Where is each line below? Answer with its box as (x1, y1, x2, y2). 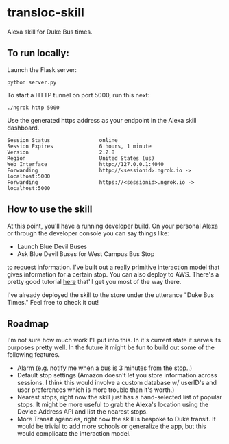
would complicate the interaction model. (16, 430, 131, 438)
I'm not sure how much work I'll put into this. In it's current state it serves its (7, 336, 221, 344)
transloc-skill (7, 5, 84, 21)
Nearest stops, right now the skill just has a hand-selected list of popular (16, 393, 222, 401)
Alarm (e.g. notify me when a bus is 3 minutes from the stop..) (16, 364, 193, 372)
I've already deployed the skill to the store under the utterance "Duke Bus (7, 290, 215, 299)
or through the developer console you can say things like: (7, 229, 169, 237)
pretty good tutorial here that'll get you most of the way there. (7, 277, 182, 285)
